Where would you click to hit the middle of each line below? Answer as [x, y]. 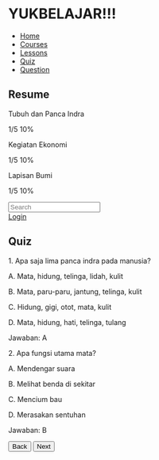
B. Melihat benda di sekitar [52, 384]
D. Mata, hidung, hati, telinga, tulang [67, 322]
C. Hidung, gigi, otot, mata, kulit [60, 307]
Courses [33, 44]
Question [35, 69]
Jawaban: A [28, 338]
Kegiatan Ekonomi [38, 145]
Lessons [33, 52]
